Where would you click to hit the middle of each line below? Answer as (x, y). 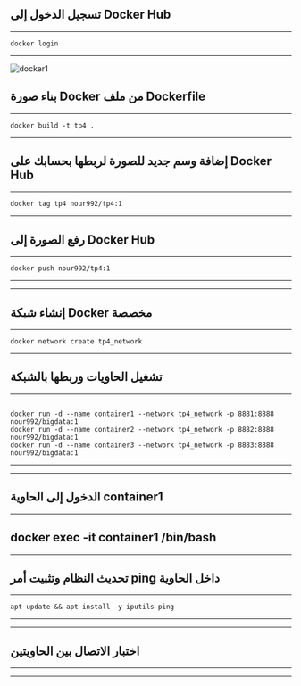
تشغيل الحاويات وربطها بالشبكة (87, 377)
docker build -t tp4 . (52, 125)
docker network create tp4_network (76, 342)
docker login (34, 44)
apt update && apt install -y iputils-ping (92, 607)
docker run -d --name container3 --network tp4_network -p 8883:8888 (142, 445)
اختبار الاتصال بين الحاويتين (75, 651)
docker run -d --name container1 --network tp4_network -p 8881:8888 (142, 414)
